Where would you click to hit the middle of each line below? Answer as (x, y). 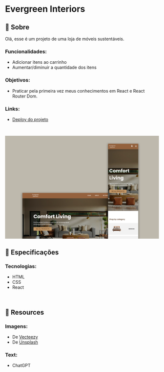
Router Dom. (25, 96)
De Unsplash (25, 342)
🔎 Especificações (32, 252)
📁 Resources (25, 312)
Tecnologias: (21, 266)
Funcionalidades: (26, 51)
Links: (12, 109)
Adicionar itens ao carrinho (39, 62)
